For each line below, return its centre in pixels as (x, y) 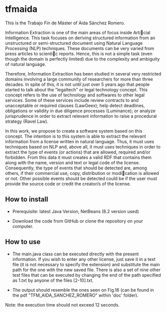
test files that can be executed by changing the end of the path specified (86, 275)
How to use (23, 242)
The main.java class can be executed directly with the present (76, 254)
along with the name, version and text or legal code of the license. (73, 162)
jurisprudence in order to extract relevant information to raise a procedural (81, 116)
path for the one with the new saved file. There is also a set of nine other (86, 270)
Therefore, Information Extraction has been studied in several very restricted (83, 74)
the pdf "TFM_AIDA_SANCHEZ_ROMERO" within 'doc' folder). (75, 295)
